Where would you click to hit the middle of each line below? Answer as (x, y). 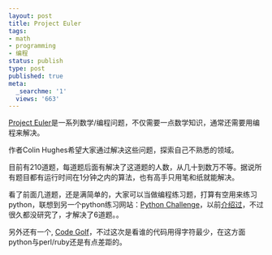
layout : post (30, 16)
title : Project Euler (45, 23)
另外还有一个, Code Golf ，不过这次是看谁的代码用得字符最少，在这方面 (127, 232)
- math (19, 38)
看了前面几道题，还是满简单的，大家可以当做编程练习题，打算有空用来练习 (133, 194)
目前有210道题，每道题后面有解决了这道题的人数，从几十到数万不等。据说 (132, 168)
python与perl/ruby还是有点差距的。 (68, 242)
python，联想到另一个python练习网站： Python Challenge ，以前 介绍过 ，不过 (136, 205)
